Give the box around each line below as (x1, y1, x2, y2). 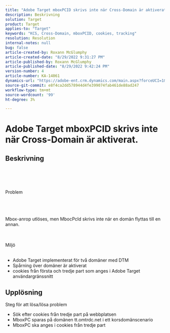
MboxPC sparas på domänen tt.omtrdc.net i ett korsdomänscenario (12, 317, 153, 323)
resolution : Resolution (5, 36, 56, 41)
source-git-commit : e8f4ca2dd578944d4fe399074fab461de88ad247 (5, 83, 139, 88)
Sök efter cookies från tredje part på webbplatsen (12, 311, 116, 317)
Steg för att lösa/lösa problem (5, 302, 67, 308)
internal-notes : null (5, 41, 51, 46)
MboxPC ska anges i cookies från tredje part (12, 322, 106, 328)
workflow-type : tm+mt (5, 87, 51, 93)
